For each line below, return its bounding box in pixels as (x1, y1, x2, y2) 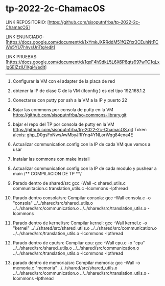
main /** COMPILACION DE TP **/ (12, 170, 82, 176)
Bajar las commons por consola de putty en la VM (12, 106, 114, 113)
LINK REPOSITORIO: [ (5, 19, 49, 25)
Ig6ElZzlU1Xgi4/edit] (5, 64, 47, 70)
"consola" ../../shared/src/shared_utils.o (12, 200, 93, 206)
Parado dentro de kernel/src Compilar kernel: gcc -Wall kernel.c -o (12, 220, 147, 226)
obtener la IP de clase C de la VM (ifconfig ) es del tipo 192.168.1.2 (12, 88, 146, 94)
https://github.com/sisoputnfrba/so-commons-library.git (12, 112, 127, 118)
